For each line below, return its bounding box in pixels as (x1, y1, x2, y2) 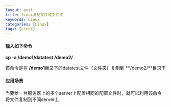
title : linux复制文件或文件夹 (5, 12, 64, 17)
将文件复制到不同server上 (5, 96, 60, 102)
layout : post (5, 7, 33, 13)
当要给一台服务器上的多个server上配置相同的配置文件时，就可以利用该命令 (5, 90, 162, 96)
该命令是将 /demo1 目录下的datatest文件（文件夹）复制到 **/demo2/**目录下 (5, 65, 166, 71)
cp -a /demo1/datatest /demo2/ (5, 55, 73, 61)
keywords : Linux (5, 17, 40, 22)
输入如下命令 (5, 43, 32, 49)
